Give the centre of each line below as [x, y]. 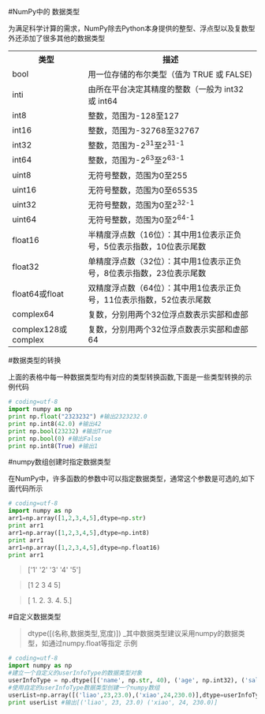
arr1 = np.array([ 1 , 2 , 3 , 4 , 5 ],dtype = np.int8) [79, 533]
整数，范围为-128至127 [134, 116]
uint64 [24, 219]
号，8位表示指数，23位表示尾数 [147, 273]
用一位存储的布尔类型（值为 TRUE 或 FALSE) [170, 75]
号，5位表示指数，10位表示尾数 [147, 247]
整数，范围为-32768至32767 [144, 131]
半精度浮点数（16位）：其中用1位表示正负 [165, 235]
